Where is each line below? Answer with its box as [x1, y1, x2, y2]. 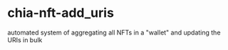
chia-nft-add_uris [7, 5, 114, 21]
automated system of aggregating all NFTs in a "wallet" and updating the [7, 28, 221, 37]
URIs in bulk [7, 35, 43, 44]
